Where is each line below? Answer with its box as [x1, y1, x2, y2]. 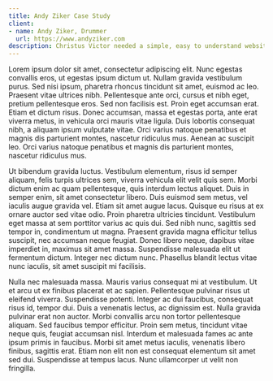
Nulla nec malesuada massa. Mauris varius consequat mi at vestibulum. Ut [8, 277, 258, 287]
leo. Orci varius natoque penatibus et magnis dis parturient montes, [8, 142, 234, 152]
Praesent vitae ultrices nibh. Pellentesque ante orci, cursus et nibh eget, [8, 90, 249, 100]
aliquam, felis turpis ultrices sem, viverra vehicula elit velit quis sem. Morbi [8, 175, 258, 185]
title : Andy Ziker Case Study [8, 11, 111, 20]
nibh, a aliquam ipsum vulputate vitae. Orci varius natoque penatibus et [8, 125, 246, 135]
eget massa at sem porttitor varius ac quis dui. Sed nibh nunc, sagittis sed [8, 219, 257, 228]
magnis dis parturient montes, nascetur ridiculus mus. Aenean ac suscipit [8, 133, 254, 143]
